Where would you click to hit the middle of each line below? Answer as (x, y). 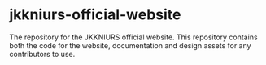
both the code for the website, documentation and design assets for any (130, 45)
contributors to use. (42, 54)
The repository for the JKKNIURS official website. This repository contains (134, 37)
